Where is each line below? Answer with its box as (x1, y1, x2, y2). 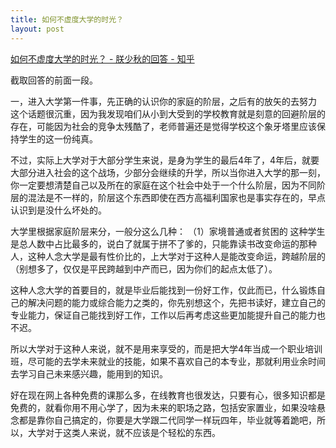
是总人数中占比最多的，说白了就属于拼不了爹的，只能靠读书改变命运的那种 (10, 237, 317, 250)
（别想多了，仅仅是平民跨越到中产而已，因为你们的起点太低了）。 (10, 262, 278, 275)
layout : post (10, 24, 65, 34)
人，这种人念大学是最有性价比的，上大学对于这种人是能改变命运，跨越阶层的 (10, 250, 326, 262)
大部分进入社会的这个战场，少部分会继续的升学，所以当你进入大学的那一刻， (10, 166, 326, 178)
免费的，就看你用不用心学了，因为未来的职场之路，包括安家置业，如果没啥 (10, 401, 317, 413)
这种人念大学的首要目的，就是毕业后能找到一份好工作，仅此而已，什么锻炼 (10, 284, 317, 296)
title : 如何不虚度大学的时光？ (10, 14, 124, 25)
